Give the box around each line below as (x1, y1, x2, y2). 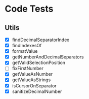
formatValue (12, 48, 38, 54)
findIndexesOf (12, 43, 42, 49)
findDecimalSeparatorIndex (12, 37, 69, 43)
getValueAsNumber (12, 71, 53, 77)
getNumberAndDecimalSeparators (12, 54, 84, 60)
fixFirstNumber (12, 65, 43, 72)
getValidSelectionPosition (12, 59, 66, 66)
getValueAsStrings (12, 77, 51, 83)
